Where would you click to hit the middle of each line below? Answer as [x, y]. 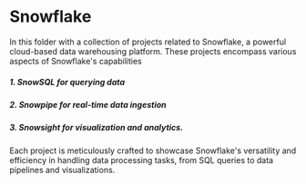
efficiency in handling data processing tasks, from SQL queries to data [142, 160]
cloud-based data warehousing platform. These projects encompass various [153, 51]
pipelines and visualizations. [62, 169]
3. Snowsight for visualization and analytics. [97, 128]
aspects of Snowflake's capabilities [76, 61]
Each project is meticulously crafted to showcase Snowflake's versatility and [153, 150]
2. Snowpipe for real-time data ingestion [88, 104]
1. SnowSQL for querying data [67, 82]
